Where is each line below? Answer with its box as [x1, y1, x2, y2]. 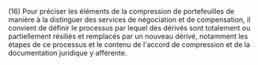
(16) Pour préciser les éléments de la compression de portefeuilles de [8, 7, 235, 16]
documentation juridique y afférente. [8, 49, 127, 57]
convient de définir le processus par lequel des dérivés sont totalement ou [8, 23, 251, 32]
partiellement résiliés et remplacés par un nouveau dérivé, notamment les [8, 31, 249, 41]
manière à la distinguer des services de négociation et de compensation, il [8, 15, 251, 24]
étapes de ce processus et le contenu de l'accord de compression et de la [8, 40, 251, 49]
